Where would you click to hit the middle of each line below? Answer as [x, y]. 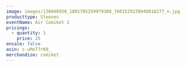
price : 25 [29, 38]
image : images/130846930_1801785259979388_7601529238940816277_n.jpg [93, 11]
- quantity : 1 [29, 33]
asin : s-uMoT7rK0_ [29, 50]
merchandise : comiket [33, 55]
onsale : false [24, 44]
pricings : [18, 28]
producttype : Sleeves [33, 17]
